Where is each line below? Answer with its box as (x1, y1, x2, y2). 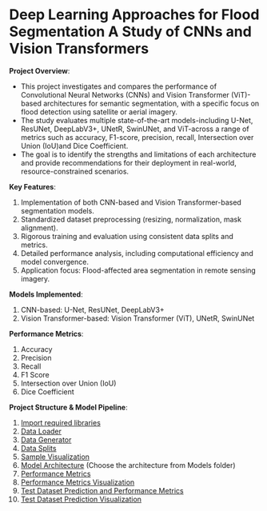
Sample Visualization (20, 452, 90, 461)
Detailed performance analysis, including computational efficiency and (20, 248, 254, 257)
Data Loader (20, 426, 62, 436)
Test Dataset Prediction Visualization (20, 494, 142, 504)
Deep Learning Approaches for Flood (9, 6, 260, 24)
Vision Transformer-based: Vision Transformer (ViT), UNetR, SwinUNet (20, 313, 255, 323)
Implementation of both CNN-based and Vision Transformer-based (20, 198, 242, 207)
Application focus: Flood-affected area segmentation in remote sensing (20, 265, 257, 275)
